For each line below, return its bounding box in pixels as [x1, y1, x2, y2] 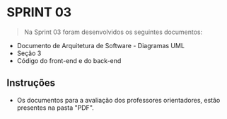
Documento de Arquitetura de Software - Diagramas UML [16, 41, 185, 50]
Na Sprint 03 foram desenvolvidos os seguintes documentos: [23, 28, 203, 36]
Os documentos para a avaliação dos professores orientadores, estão [16, 96, 221, 104]
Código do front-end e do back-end [16, 56, 122, 64]
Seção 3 [16, 49, 42, 57]
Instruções [6, 77, 56, 89]
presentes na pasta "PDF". [16, 103, 95, 112]
